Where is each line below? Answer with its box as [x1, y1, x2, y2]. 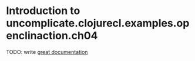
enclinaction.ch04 [6, 29, 98, 42]
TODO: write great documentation [6, 48, 88, 55]
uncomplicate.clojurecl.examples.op [6, 16, 190, 30]
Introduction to [6, 4, 80, 18]
